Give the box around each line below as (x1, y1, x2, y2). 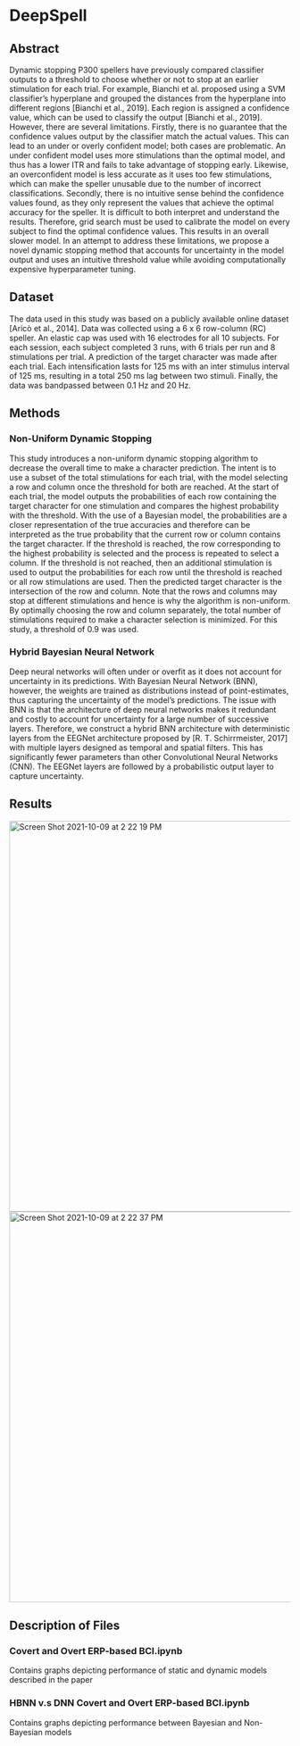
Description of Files (9, 1618, 121, 1633)
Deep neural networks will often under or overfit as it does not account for (9, 666, 282, 677)
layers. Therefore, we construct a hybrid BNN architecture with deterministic (9, 723, 290, 733)
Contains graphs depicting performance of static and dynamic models (9, 1665, 268, 1675)
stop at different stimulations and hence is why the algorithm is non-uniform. (9, 595, 291, 606)
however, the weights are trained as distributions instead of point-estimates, (9, 685, 289, 696)
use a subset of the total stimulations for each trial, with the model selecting (9, 472, 288, 482)
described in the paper (9, 1675, 94, 1685)
